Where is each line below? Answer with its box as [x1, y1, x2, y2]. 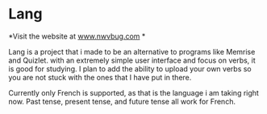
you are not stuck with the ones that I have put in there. [8, 72, 192, 82]
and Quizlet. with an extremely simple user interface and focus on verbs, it [8, 55, 256, 65]
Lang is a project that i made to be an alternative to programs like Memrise [8, 47, 256, 56]
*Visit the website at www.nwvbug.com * [8, 31, 146, 41]
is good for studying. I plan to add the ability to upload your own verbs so [8, 63, 252, 73]
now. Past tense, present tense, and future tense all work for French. [8, 96, 236, 106]
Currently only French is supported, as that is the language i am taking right [8, 88, 260, 97]
